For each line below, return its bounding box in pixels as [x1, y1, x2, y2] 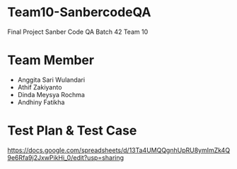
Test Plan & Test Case [7, 123, 137, 139]
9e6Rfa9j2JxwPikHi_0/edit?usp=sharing [7, 153, 125, 162]
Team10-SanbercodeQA [7, 4, 151, 20]
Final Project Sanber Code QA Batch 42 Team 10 [7, 27, 149, 36]
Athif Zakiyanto [17, 82, 62, 92]
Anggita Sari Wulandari [17, 75, 86, 84]
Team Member [7, 52, 94, 68]
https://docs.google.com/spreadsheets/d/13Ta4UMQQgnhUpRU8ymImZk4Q [7, 146, 231, 154]
